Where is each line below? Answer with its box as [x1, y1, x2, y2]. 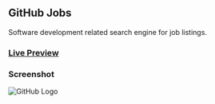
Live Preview [8, 47, 59, 58]
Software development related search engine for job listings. [8, 27, 208, 37]
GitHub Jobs [8, 6, 72, 20]
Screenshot [8, 68, 54, 79]
